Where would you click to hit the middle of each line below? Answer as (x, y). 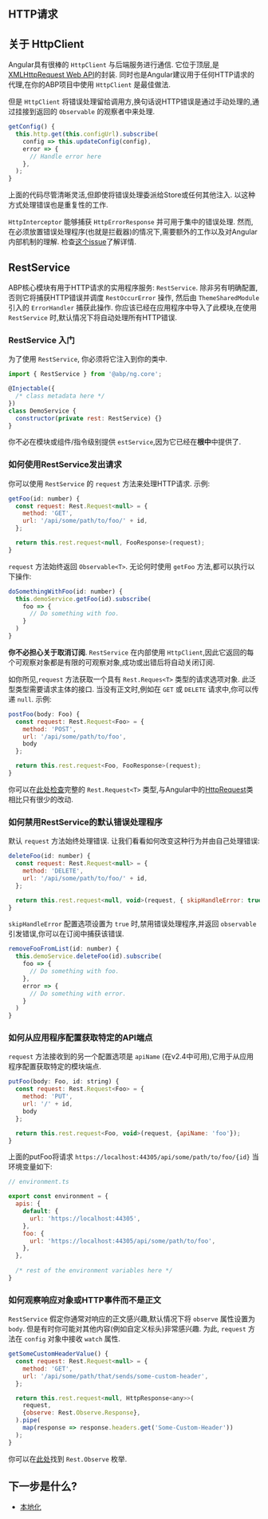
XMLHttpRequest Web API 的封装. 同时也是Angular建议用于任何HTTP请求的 (132, 75)
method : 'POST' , (50, 729)
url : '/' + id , (48, 1104)
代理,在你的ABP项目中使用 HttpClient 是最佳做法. (90, 85)
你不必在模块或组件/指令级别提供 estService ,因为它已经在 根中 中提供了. (125, 442)
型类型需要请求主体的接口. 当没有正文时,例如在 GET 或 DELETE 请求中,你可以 (130, 689)
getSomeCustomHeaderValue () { (59, 1354)
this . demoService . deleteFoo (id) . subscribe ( (89, 956)
